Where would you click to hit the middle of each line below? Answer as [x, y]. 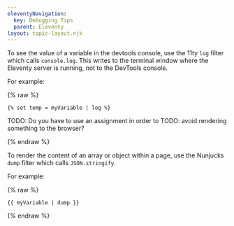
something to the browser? [46, 128]
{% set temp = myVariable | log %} [59, 108]
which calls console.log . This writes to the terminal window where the [108, 61]
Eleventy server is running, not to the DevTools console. [88, 68]
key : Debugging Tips [43, 20]
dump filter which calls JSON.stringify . [62, 163]
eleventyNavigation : [37, 14]
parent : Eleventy [39, 27]
